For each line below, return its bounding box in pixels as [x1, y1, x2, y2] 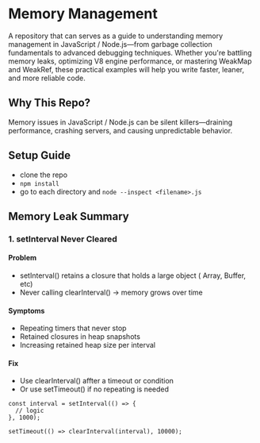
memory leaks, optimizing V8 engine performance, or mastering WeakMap [8, 56, 252, 66]
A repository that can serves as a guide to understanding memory [8, 31, 224, 40]
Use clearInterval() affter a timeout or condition [19, 376, 174, 386]
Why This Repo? [8, 96, 91, 110]
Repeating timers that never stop [19, 323, 127, 333]
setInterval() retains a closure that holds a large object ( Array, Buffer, [19, 271, 247, 280]
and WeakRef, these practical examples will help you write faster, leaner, [8, 64, 244, 74]
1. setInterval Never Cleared [8, 233, 117, 245]
